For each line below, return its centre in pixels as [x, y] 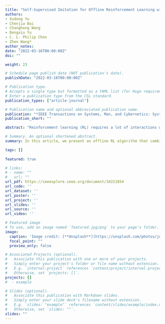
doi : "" [13, 55]
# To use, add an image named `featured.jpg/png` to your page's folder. [82, 227]
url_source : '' [21, 209]
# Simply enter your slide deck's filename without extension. [73, 300]
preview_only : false [30, 246]
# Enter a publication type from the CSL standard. [59, 96]
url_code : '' [18, 186]
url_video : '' [20, 214]
